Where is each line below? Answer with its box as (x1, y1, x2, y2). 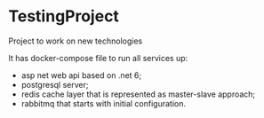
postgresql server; (20, 79, 89, 90)
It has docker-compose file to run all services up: (8, 52, 188, 63)
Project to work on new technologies (8, 35, 143, 46)
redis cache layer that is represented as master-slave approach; (20, 89, 256, 99)
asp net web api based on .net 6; (20, 69, 142, 81)
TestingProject (8, 6, 119, 27)
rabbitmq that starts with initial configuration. (20, 98, 186, 108)
